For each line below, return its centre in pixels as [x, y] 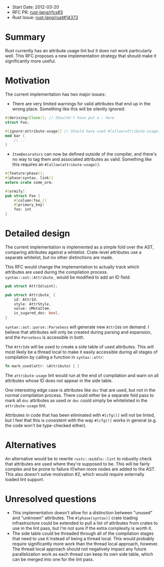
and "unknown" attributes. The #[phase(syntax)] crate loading [75, 518]
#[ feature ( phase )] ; [25, 173]
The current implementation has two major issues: [55, 94]
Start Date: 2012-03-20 [36, 7]
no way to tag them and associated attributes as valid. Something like [82, 159]
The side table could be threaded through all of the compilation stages [83, 533]
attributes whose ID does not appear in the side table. [59, 381]
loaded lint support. [25, 479]
